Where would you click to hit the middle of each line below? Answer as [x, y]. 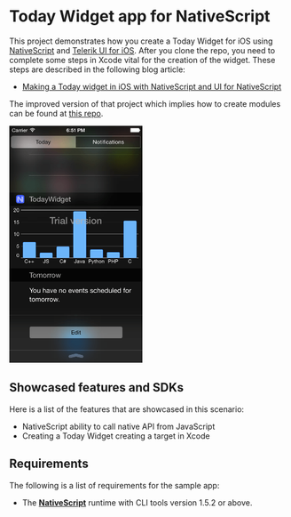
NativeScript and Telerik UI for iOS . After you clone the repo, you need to [142, 50]
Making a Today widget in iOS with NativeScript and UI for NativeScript [152, 86]
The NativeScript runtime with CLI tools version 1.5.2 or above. [137, 502]
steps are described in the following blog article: [98, 69]
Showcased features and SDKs [97, 388]
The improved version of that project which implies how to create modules [145, 103]
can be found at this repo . [56, 113]
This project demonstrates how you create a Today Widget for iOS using [141, 41]
